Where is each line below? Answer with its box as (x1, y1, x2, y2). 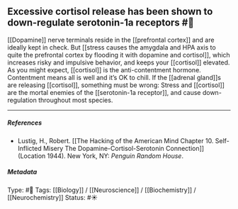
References (7, 118, 42, 127)
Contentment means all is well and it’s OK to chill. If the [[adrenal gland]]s (7, 73, 222, 81)
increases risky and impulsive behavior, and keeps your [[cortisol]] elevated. (7, 58, 230, 67)
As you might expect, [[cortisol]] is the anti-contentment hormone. (7, 65, 202, 74)
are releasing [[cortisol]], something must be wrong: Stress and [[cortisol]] (7, 81, 225, 89)
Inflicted (17, 144, 42, 152)
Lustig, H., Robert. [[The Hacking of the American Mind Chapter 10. (17, 136, 214, 145)
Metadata (7, 168, 38, 176)
